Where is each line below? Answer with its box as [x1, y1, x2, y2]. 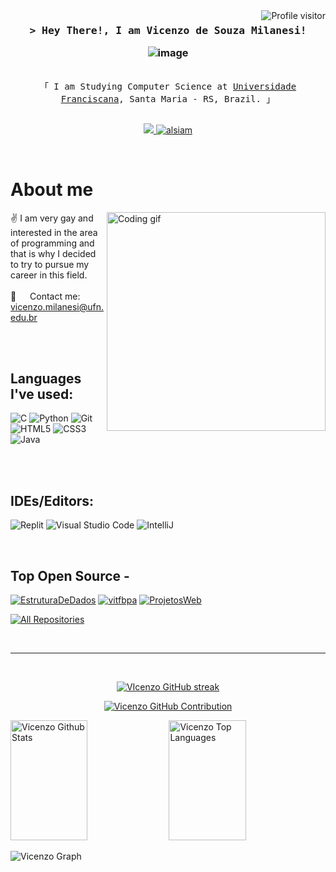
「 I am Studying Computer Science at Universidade [39, 80, 297, 92]
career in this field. [10, 269, 88, 281]
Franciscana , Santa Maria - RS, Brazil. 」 [60, 93, 276, 104]
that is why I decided [10, 247, 97, 259]
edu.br [10, 311, 38, 323]
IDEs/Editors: [10, 492, 95, 509]
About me [10, 178, 94, 201]
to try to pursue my [10, 258, 90, 270]
